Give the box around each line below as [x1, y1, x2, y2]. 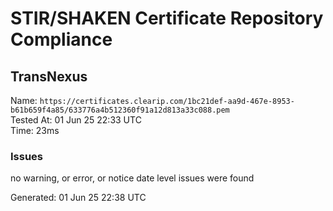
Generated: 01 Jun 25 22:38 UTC [10, 192, 147, 204]
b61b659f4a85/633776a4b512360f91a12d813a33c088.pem [10, 105, 230, 115]
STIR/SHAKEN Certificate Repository [10, 7, 324, 30]
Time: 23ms [10, 125, 60, 136]
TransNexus [10, 68, 88, 85]
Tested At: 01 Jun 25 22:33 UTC [10, 114, 142, 126]
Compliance [10, 28, 113, 51]
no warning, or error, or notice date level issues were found [10, 172, 255, 184]
